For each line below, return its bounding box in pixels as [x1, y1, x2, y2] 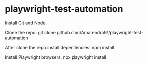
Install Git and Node [5, 20, 46, 26]
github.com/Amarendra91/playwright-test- [57, 29, 143, 35]
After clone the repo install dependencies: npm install [5, 44, 114, 50]
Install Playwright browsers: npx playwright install [5, 54, 107, 60]
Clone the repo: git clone [5, 29, 56, 35]
